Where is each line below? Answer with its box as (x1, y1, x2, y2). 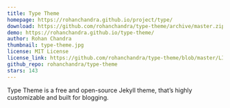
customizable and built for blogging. (7, 93, 109, 101)
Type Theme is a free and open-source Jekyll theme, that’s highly (7, 86, 193, 94)
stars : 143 (7, 67, 38, 74)
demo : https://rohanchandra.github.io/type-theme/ (7, 29, 155, 36)
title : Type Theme (7, 10, 60, 17)
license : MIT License (7, 49, 69, 55)
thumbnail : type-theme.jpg (7, 42, 84, 49)
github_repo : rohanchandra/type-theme (7, 61, 118, 68)
